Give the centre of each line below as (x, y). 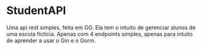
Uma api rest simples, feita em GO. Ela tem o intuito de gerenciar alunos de (101, 27)
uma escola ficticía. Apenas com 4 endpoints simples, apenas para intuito (100, 34)
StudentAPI (36, 11)
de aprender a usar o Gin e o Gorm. (51, 40)
